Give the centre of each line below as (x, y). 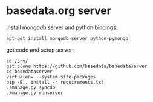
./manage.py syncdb (31, 87)
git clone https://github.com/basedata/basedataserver (77, 66)
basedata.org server (59, 11)
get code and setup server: (40, 50)
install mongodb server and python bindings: (62, 27)
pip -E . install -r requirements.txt (55, 82)
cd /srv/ (17, 61)
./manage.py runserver (35, 93)
